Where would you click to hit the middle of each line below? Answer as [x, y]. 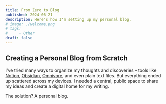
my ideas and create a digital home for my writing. [57, 86]
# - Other [20, 33]
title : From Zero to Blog [32, 10]
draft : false [19, 38]
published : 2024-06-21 [29, 15]
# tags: [13, 29]
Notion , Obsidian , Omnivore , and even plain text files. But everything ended [83, 75]
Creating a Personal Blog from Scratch [67, 58]
